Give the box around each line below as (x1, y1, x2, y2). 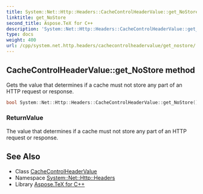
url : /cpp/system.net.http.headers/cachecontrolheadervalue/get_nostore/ (6, 43, 196, 49)
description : (6, 25, 39, 32)
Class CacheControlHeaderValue (14, 167, 98, 175)
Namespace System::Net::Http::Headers (14, 174, 115, 181)
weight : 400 (6, 37, 36, 43)
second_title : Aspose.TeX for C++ (6, 20, 94, 26)
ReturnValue (6, 113, 43, 122)
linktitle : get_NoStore (6, 15, 66, 21)
